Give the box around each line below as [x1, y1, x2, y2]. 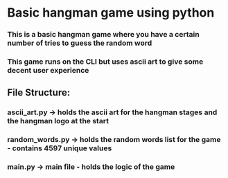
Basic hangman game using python [7, 5, 215, 21]
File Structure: [7, 87, 71, 98]
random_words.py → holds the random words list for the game [7, 135, 221, 145]
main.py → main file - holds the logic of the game [7, 162, 175, 172]
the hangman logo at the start [7, 116, 109, 126]
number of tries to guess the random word [7, 38, 152, 48]
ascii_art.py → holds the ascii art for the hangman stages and [7, 107, 218, 117]
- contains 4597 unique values [7, 143, 112, 153]
